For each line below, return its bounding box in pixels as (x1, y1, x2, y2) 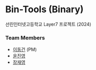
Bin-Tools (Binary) (5, 4, 84, 15)
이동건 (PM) (12, 46, 37, 53)
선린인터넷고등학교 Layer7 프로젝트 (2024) (5, 21, 91, 27)
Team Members (5, 34, 45, 41)
